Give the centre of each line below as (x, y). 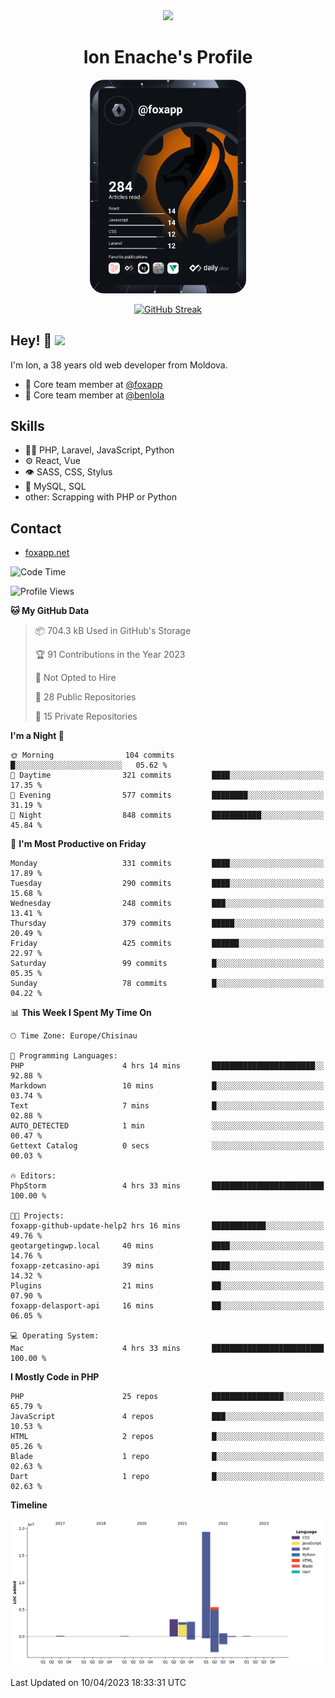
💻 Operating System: (55, 1336)
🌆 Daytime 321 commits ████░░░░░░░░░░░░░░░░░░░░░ (167, 775)
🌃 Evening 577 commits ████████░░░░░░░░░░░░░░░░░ (167, 795)
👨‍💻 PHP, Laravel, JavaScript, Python (99, 450)
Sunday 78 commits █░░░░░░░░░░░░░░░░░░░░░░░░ (167, 984)
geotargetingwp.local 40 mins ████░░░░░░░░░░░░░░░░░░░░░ (167, 1246)
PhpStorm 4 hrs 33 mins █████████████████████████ (167, 1186)
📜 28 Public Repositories (85, 697)
